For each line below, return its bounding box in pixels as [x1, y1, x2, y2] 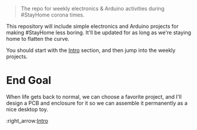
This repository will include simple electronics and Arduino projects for [6, 23, 179, 30]
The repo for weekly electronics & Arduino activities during [20, 5, 165, 12]
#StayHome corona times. [20, 11, 85, 18]
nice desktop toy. [6, 106, 49, 113]
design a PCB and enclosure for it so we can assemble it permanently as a [6, 99, 188, 106]
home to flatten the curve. [6, 35, 70, 42]
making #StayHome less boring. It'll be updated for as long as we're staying [6, 29, 192, 36]
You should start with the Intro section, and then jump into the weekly [6, 47, 176, 54]
